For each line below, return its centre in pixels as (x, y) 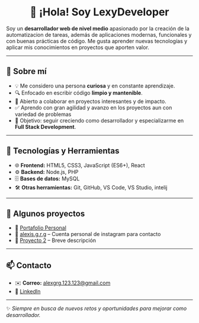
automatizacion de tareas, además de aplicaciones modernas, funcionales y (99, 34)
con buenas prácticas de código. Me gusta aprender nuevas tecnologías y (97, 41)
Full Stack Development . (45, 127)
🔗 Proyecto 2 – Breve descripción (55, 240)
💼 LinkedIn (28, 292)
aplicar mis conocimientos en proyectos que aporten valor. (78, 47)
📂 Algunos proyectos (46, 213)
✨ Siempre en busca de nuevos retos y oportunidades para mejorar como (97, 309)
